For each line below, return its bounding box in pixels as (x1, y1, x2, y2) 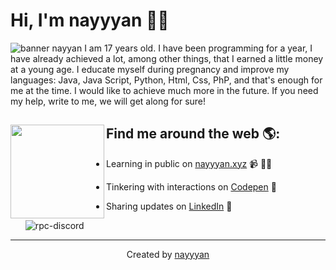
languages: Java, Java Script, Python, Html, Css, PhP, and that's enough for (10, 74, 323, 86)
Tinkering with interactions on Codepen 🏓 (106, 180, 277, 193)
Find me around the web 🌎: (106, 125, 281, 143)
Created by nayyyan (126, 248, 210, 260)
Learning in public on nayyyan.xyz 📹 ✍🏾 (106, 157, 273, 169)
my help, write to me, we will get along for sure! (10, 95, 207, 107)
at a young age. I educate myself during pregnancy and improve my (10, 63, 290, 75)
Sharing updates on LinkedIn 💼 (106, 200, 233, 212)
